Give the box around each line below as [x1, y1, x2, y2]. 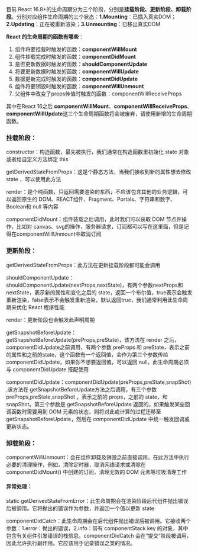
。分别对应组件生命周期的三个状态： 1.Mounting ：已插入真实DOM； [11, 13, 176, 20]
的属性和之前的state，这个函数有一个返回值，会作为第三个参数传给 [6, 351, 168, 358]
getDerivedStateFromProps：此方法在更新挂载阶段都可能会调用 [6, 261, 161, 268]
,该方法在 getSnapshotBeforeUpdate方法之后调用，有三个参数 [6, 386, 157, 393]
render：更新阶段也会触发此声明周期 [6, 316, 95, 323]
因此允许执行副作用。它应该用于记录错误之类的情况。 [6, 540, 136, 547]
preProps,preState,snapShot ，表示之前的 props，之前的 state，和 [6, 393, 168, 400]
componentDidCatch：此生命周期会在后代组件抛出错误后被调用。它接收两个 [6, 518, 191, 525]
